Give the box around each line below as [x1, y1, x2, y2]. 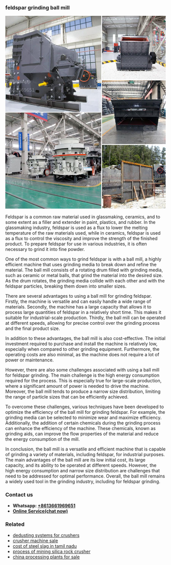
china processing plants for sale [12, 554, 80, 560]
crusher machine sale [12, 538, 59, 544]
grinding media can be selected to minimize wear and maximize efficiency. [5, 414, 162, 420]
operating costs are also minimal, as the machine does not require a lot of [5, 351, 159, 357]
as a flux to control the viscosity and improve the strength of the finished [5, 235, 158, 241]
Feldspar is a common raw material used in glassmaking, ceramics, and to [5, 213, 160, 220]
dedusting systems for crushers [12, 532, 80, 539]
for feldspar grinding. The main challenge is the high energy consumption [5, 372, 160, 378]
